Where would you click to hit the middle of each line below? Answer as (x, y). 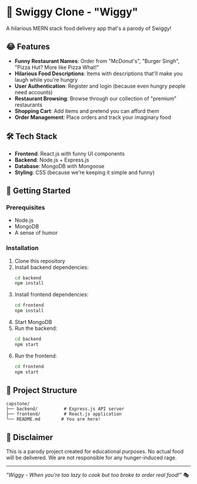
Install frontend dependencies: (52, 295)
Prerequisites (26, 207)
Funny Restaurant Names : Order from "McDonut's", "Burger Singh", (97, 61)
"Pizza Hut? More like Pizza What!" (57, 67)
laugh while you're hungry (46, 79)
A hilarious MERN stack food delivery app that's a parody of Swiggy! (89, 28)
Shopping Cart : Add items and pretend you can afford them (87, 111)
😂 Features (28, 47)
